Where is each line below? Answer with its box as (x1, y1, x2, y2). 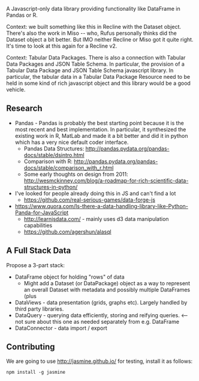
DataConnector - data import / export (14, 324, 108, 332)
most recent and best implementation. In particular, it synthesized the (14, 126, 186, 133)
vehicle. (6, 86, 26, 93)
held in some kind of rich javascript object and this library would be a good (6, 79, 191, 87)
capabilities (23, 221, 53, 229)
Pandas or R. (6, 11, 38, 19)
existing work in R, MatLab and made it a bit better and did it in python (14, 132, 188, 139)
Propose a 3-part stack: (6, 261, 65, 268)
